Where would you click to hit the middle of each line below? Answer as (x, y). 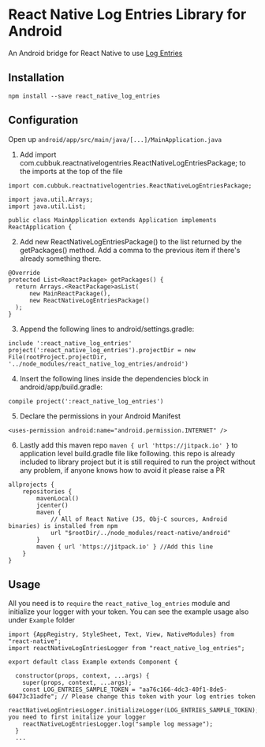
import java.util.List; (47, 206)
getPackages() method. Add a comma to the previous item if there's (130, 250)
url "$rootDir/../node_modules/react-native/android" (140, 533)
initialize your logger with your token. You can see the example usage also (129, 611)
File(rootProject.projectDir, (58, 357)
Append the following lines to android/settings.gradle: (107, 329)
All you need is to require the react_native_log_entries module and (119, 604)
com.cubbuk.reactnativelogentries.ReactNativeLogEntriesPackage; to (132, 162)
